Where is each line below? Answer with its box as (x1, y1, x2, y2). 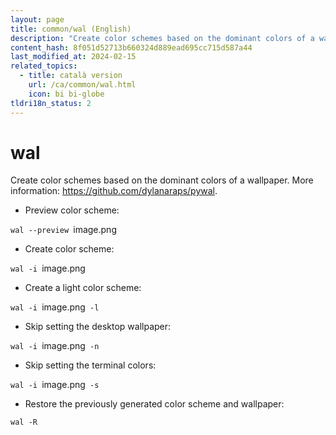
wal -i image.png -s (10, 379, 100, 391)
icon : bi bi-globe (28, 89, 105, 99)
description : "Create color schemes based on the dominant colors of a (10, 33, 315, 43)
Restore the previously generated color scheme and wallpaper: (24, 398, 285, 410)
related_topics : (10, 61, 78, 71)
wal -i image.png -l (10, 301, 100, 313)
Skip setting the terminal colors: (24, 359, 157, 371)
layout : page (10, 14, 65, 25)
